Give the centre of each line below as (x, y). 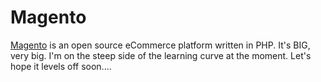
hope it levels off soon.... (61, 66)
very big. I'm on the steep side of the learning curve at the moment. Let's (161, 55)
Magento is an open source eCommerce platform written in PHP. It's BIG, (160, 45)
